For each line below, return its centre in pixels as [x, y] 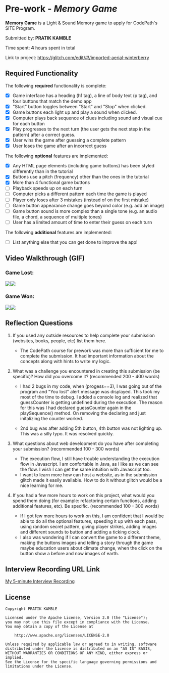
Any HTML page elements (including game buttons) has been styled [83, 166]
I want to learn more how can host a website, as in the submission [89, 475]
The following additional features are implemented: [59, 232]
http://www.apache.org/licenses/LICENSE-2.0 [62, 636]
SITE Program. [20, 28]
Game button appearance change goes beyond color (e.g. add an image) [88, 205]
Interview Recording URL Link [52, 569]
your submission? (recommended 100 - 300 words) [66, 448]
